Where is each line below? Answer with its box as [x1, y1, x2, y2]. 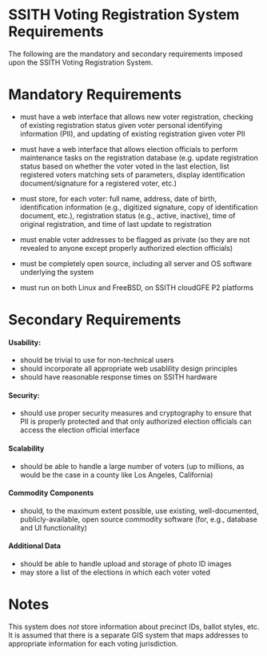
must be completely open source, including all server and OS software [19, 258, 252, 268]
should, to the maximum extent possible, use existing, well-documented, [19, 506, 259, 515]
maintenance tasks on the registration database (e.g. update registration [19, 153, 258, 162]
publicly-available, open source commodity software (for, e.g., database [19, 514, 257, 524]
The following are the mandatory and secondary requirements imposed [8, 49, 243, 58]
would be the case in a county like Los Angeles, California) [19, 470, 213, 479]
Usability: [8, 337, 42, 347]
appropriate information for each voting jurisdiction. [8, 639, 178, 649]
